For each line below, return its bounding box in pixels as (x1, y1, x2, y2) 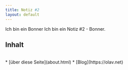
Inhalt (5, 40, 24, 49)
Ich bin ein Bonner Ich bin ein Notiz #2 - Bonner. (5, 26, 106, 32)
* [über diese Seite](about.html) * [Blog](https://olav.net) (5, 59, 123, 65)
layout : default (5, 12, 39, 17)
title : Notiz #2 (5, 7, 39, 13)
